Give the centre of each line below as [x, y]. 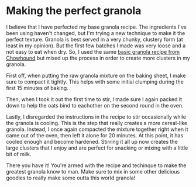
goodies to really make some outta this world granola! [71, 178]
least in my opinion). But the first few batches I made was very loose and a [96, 46]
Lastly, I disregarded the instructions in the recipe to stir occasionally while [96, 117]
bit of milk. [19, 154]
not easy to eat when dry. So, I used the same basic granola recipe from [93, 51]
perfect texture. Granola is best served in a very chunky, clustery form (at [94, 39]
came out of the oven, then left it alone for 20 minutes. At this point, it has [95, 135]
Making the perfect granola [74, 11]
